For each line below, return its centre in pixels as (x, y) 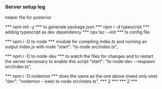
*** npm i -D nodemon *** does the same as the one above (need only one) (81, 76)
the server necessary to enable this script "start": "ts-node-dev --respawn (80, 62)
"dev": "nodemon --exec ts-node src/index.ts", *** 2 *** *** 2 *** (71, 81)
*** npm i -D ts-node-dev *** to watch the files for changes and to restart (79, 56)
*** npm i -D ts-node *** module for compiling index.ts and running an (76, 42)
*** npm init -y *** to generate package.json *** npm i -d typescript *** (77, 27)
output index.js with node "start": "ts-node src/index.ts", (61, 47)
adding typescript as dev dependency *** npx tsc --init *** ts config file (77, 32)
